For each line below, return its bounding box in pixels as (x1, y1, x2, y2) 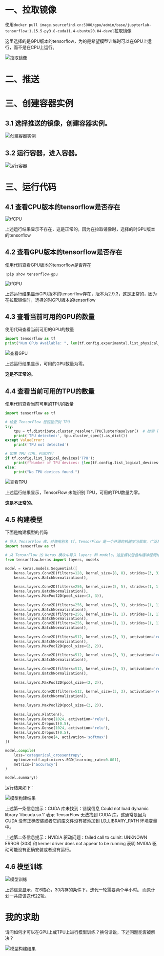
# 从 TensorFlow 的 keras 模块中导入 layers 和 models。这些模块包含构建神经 (5, 553, 153, 558)
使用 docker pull (5, 22, 38, 27)
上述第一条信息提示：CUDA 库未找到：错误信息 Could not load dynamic (5, 805, 149, 812)
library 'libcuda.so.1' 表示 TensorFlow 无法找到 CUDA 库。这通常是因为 (5, 812, 147, 818)
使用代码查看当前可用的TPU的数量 (5, 401, 74, 407)
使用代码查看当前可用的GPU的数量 (5, 327, 74, 333)
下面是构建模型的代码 (5, 529, 48, 535)
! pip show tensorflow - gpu (5, 272, 58, 277)
